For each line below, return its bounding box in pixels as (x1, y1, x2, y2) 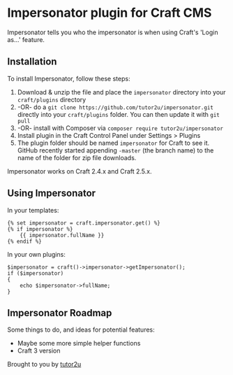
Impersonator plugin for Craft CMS (7, 5, 212, 21)
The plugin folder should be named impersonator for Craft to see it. (17, 139, 210, 147)
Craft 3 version (17, 346, 61, 355)
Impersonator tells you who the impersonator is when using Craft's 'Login (7, 28, 218, 36)
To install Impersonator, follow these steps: (7, 74, 130, 83)
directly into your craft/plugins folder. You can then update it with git (17, 110, 220, 118)
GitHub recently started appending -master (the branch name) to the (17, 146, 214, 155)
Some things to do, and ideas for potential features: (7, 325, 155, 334)
